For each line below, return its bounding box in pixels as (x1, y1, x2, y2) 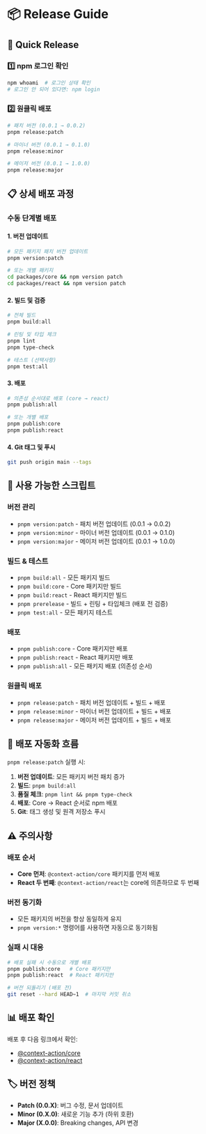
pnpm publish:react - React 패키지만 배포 (17, 653, 134, 662)
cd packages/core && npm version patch (7, 273, 123, 280)
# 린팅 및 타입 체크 (7, 331, 57, 338)
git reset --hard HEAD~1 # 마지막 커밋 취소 (7, 991, 132, 998)
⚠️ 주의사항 (7, 830, 53, 842)
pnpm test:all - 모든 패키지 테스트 (17, 608, 113, 617)
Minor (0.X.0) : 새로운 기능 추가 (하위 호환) (17, 1110, 134, 1118)
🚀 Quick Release (7, 38, 79, 50)
